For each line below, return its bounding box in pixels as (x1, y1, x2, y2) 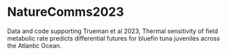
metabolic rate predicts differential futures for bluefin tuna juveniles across (7, 34, 220, 42)
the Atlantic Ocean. (7, 41, 62, 49)
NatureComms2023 (7, 4, 125, 20)
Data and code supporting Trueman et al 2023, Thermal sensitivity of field (7, 27, 219, 35)
